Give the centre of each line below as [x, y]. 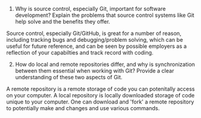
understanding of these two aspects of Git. [69, 77]
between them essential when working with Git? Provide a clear [94, 71]
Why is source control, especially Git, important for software [90, 9]
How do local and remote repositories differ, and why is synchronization [105, 64]
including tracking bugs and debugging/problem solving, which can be [95, 40]
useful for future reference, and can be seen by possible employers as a [97, 46]
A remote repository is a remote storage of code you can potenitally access [101, 89]
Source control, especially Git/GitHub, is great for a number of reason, [94, 33]
